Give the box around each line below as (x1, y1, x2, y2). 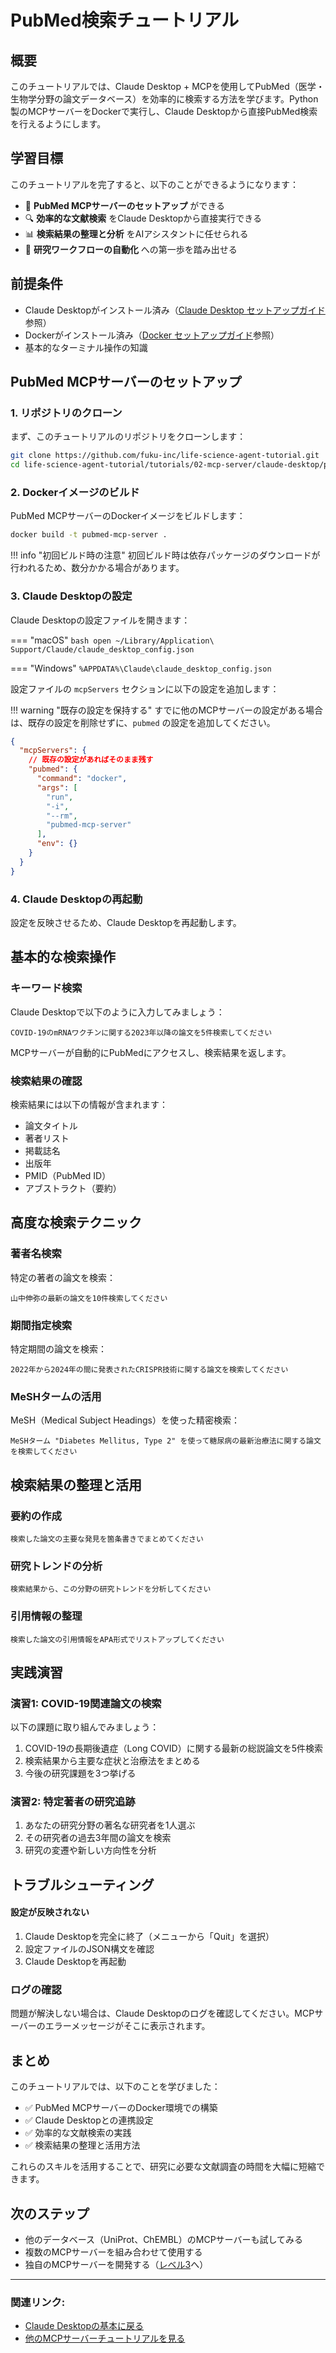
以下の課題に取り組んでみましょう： (10, 1721, 160, 1733)
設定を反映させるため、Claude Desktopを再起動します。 (10, 916, 242, 928)
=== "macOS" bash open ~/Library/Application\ (10, 634, 215, 646)
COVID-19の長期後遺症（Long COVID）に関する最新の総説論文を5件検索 (24, 1742, 323, 1755)
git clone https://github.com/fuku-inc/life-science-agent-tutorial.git (10, 451, 320, 461)
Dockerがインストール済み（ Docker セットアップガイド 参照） (24, 329, 280, 341)
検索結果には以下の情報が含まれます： (10, 1098, 168, 1110)
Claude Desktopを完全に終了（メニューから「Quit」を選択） (24, 1931, 275, 1943)
